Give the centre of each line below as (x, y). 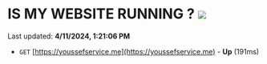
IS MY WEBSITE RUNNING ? (101, 14)
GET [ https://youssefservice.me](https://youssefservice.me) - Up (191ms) (139, 51)
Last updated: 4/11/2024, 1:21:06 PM (69, 36)
